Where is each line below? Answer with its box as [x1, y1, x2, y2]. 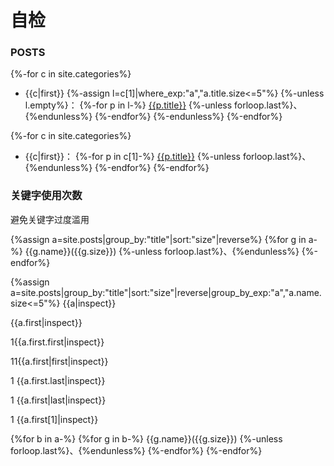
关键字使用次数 [10, 189, 83, 203]
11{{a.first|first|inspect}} [10, 355, 109, 367]
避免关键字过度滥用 [10, 213, 90, 225]
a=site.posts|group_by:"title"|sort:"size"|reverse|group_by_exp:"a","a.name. [10, 286, 322, 298]
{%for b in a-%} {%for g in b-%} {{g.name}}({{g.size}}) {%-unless [10, 432, 283, 445]
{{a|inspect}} [62, 297, 117, 309]
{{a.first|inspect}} [10, 316, 83, 328]
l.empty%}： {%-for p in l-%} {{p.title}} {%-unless [24, 99, 233, 111]
